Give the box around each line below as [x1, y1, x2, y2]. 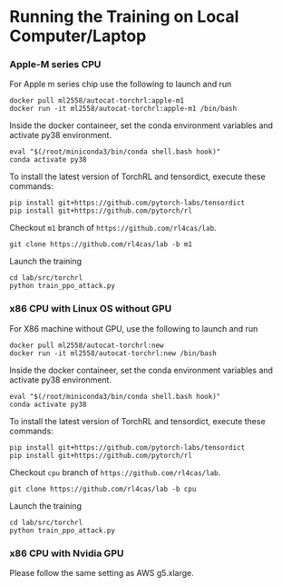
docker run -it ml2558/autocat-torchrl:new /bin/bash [9, 348, 218, 358]
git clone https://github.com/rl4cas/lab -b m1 [9, 240, 193, 249]
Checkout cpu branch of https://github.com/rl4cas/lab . [9, 466, 221, 478]
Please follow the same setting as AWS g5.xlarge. [9, 568, 194, 579]
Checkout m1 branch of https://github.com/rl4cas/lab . [9, 223, 217, 234]
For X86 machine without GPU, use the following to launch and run [9, 323, 258, 333]
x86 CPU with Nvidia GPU [9, 547, 124, 560]
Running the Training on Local [9, 6, 239, 27]
